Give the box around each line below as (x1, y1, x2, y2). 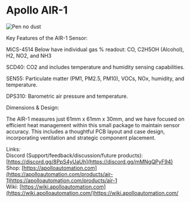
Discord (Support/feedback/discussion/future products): (6, 151, 143, 159)
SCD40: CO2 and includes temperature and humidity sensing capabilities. (6, 63, 185, 71)
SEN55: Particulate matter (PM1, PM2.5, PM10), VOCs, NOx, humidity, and (6, 75, 185, 82)
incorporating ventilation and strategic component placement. (6, 134, 156, 141)
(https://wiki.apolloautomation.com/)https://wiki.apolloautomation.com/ (6, 189, 179, 196)
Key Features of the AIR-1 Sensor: (6, 34, 88, 41)
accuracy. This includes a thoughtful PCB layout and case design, (6, 128, 165, 135)
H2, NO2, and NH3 (6, 52, 52, 59)
